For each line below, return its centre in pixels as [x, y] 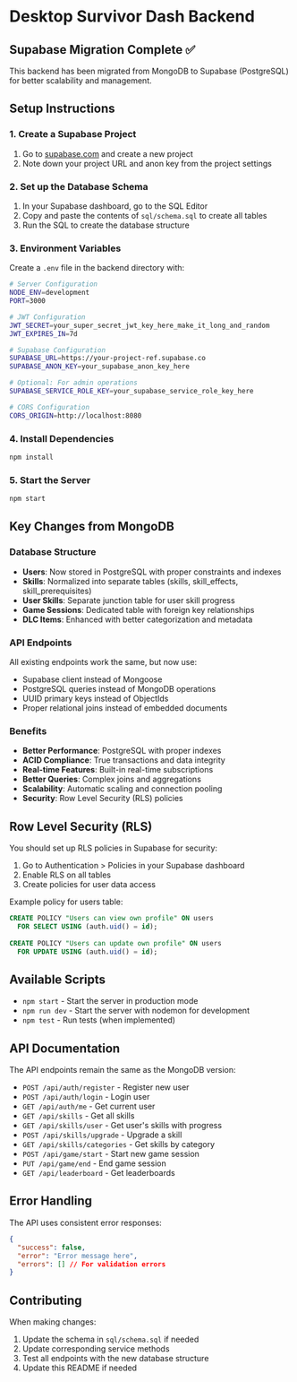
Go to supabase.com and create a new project [108, 153]
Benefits [28, 730]
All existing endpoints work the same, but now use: [103, 661]
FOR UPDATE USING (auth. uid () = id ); [88, 952]
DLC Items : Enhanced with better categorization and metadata [137, 619]
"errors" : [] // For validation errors [92, 1264]
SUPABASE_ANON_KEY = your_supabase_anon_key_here [100, 367]
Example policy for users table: [66, 902]
